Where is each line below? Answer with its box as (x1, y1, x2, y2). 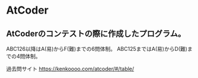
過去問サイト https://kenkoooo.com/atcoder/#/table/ (6, 66, 135, 72)
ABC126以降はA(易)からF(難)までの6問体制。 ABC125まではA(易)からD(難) (6, 45, 188, 52)
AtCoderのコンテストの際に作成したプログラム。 (6, 28, 186, 38)
